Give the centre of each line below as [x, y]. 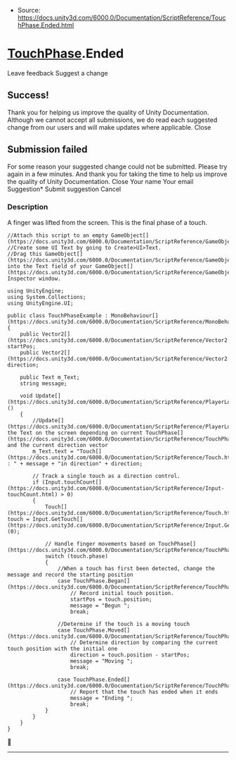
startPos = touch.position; [111, 599]
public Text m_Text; [50, 377]
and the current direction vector [58, 445]
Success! [28, 96]
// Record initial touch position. [122, 593]
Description [28, 207]
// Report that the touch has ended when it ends [144, 692]
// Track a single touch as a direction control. [106, 476]
